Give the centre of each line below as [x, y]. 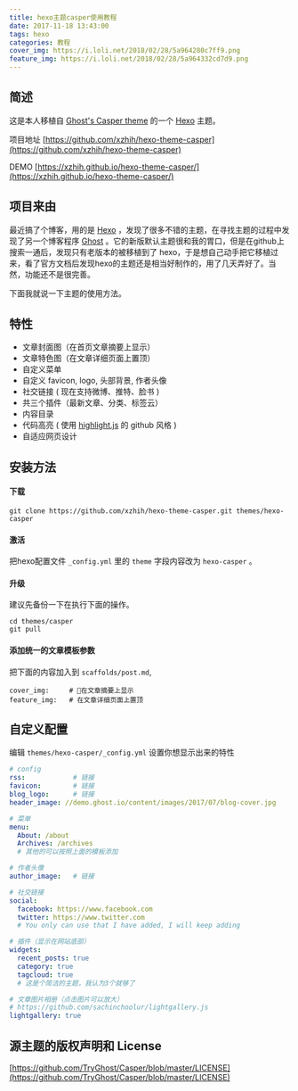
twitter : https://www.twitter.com [81, 917]
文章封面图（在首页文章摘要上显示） [89, 347]
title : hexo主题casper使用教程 [63, 17]
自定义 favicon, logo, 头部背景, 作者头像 [94, 381]
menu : [19, 827]
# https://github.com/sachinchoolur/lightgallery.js [109, 1008]
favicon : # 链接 [52, 786]
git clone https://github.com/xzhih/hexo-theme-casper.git [121, 511]
